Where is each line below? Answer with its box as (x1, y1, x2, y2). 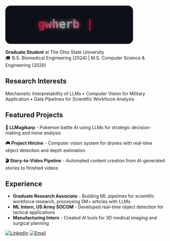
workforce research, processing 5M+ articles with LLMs (12, 199, 131, 205)
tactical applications (12, 209, 55, 215)
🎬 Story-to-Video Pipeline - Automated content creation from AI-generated (5, 157, 165, 163)
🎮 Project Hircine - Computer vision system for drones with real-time (5, 140, 153, 146)
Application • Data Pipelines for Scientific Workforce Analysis (5, 95, 134, 102)
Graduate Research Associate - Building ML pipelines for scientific (12, 193, 155, 199)
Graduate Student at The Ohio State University (5, 49, 105, 55)
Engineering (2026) (5, 62, 46, 68)
